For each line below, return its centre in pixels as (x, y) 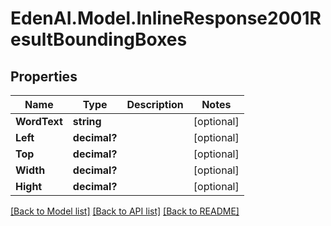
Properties (44, 76)
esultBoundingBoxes (99, 39)
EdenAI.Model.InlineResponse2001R (166, 18)
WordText (39, 121)
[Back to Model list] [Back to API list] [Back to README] (125, 211)
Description (155, 104)
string (87, 121)
